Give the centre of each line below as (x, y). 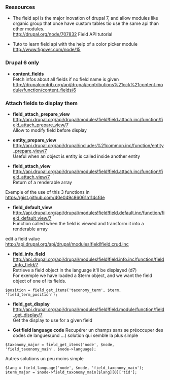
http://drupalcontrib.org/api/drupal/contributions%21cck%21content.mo (88, 84)
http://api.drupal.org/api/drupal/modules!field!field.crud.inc (67, 244)
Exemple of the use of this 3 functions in (47, 192)
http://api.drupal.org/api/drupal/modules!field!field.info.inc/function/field (88, 259)
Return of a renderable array (42, 182)
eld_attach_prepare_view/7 (40, 125)
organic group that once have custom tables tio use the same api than (86, 23)
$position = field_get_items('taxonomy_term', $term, (63, 290)
